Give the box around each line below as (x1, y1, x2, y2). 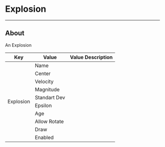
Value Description (70, 54, 113, 60)
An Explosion (5, 42, 32, 48)
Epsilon (34, 102, 52, 109)
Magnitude (34, 86, 60, 93)
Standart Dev (34, 94, 65, 101)
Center (34, 70, 51, 77)
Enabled (34, 134, 54, 141)
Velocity (34, 78, 54, 85)
